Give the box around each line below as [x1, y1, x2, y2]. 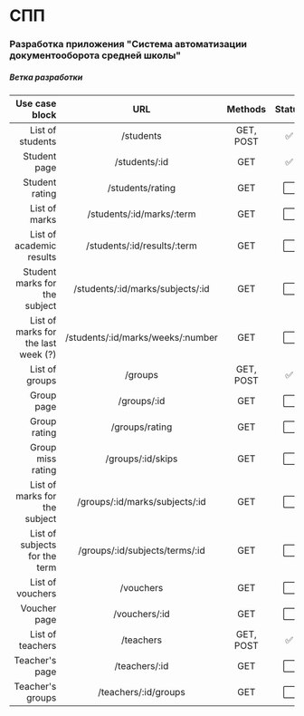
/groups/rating [110, 421, 173, 433]
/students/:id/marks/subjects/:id [73, 283, 210, 295]
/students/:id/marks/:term [87, 208, 196, 220]
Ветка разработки [9, 72, 83, 82]
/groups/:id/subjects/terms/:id [78, 545, 205, 557]
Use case [14, 97, 57, 110]
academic [14, 239, 57, 252]
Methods [226, 103, 267, 116]
